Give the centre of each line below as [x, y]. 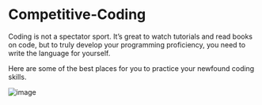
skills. [17, 77]
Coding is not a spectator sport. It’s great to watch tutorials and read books [131, 36]
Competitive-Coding [77, 15]
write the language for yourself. [59, 53]
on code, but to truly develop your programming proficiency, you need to [127, 44]
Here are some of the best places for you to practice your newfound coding [131, 68]
